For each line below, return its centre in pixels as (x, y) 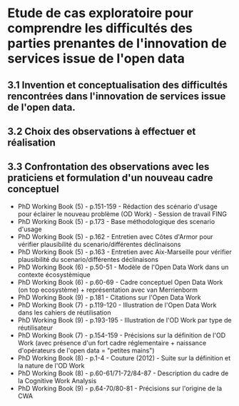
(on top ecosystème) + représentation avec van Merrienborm (108, 290)
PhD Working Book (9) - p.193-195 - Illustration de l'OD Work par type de (124, 320)
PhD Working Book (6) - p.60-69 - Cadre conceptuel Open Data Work (120, 282)
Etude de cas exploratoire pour (101, 13)
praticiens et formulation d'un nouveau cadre (110, 178)
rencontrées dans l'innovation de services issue (117, 96)
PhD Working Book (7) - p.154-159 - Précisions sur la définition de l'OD (122, 335)
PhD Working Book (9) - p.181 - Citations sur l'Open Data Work (109, 297)
